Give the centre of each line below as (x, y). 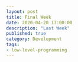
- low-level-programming (37, 50)
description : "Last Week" (38, 28)
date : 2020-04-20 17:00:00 (39, 22)
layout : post (22, 12)
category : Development (34, 39)
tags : (13, 45)
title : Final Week (29, 17)
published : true (26, 34)
